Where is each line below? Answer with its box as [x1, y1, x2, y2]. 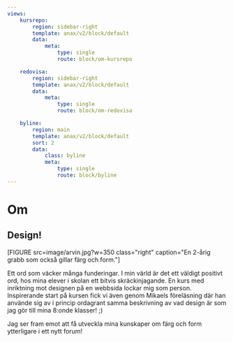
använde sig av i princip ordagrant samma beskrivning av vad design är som [7, 298, 227, 307]
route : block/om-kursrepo [57, 56, 133, 63]
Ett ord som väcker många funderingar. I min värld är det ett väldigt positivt [7, 269, 223, 277]
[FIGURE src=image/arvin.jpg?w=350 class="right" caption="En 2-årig [7, 248, 211, 256]
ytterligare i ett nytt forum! [7, 327, 82, 335]
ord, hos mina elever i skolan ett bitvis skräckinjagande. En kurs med [7, 276, 204, 285]
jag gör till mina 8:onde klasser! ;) [7, 306, 103, 314]
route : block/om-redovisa [57, 107, 133, 114]
